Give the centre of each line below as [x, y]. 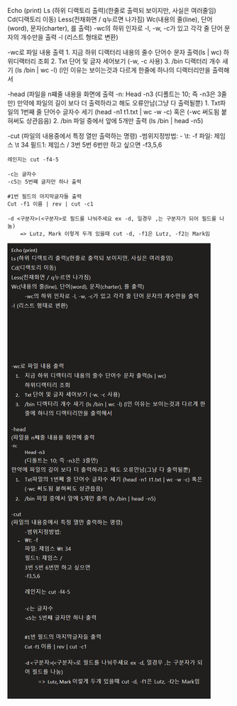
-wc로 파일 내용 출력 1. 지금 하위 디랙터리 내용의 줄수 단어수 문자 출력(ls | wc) [115, 52]
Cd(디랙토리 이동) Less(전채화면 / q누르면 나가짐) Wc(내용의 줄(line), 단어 [110, 19]
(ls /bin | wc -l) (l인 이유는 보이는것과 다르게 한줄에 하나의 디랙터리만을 [112, 70]
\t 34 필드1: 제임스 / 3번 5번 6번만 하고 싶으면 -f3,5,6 [88, 145]
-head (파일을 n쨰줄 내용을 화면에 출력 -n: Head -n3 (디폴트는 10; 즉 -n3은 [112, 94]
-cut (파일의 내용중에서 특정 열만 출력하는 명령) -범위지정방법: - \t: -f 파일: [110, 136]
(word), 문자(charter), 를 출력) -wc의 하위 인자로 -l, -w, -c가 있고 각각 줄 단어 [115, 28]
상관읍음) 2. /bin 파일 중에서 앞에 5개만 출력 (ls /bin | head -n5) [115, 121]
